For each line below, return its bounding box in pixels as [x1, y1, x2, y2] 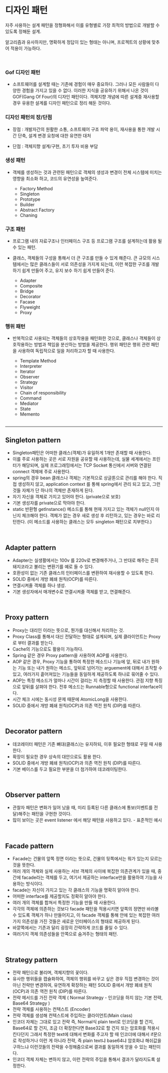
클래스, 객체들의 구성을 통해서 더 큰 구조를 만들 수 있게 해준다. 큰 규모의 [12, 255, 151, 261]
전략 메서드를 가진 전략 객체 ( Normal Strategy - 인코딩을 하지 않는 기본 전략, [12, 995, 163, 1001]
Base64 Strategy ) [12, 1000, 50, 1006]
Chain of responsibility [19, 390, 66, 396]
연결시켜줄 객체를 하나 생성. [12, 583, 66, 589]
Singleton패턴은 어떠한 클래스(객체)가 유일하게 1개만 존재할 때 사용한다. [12, 450, 152, 456]
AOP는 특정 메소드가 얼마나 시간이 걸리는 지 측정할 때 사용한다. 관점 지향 [12, 677, 153, 683]
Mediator [19, 400, 39, 407]
